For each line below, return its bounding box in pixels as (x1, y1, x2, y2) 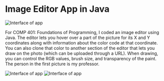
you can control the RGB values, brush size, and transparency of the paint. (5, 55, 157, 61)
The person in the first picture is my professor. (5, 61, 100, 67)
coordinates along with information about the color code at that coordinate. (5, 40, 158, 45)
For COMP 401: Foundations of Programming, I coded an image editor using (5, 29, 160, 35)
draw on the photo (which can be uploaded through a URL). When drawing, (5, 50, 159, 56)
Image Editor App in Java (5, 3, 110, 15)
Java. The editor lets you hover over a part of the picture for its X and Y (5, 35, 150, 40)
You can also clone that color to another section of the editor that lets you (5, 45, 155, 51)
